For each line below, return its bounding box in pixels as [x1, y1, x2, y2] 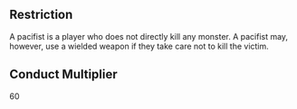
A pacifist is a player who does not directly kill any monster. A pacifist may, [9, 31, 288, 41]
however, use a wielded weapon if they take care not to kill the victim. [9, 41, 269, 51]
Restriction [9, 7, 73, 23]
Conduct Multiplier [9, 67, 118, 82]
